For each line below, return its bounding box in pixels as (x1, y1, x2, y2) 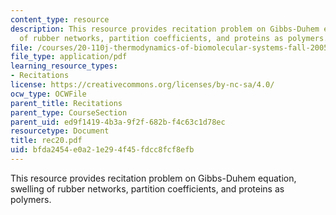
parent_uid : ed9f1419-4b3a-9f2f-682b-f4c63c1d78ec (10, 117, 226, 127)
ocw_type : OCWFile (10, 89, 87, 99)
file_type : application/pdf (10, 52, 128, 62)
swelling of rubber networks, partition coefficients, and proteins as (10, 182, 285, 195)
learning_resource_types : (10, 61, 118, 71)
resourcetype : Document (10, 126, 110, 136)
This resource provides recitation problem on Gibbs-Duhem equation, (10, 172, 297, 184)
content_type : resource (10, 14, 110, 25)
